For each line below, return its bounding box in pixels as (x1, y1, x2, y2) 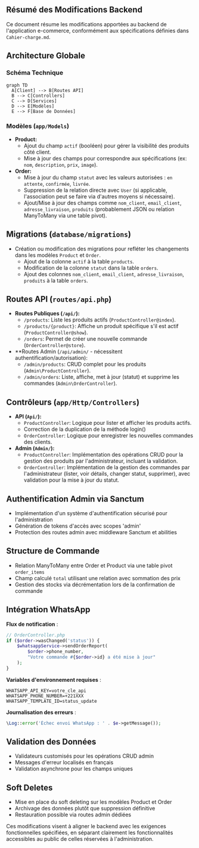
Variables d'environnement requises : (6, 676, 101, 683)
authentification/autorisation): (14, 354, 88, 362)
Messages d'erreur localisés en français (14, 759, 114, 766)
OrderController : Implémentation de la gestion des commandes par (23, 464, 190, 471)
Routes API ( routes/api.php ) (6, 294, 112, 304)
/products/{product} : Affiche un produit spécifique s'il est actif (23, 323, 179, 330)
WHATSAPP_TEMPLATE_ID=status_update (6, 698, 97, 704)
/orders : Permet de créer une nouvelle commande (23, 335, 148, 342)
